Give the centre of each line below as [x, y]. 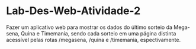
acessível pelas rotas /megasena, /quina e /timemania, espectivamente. [94, 40]
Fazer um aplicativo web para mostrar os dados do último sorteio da [89, 27]
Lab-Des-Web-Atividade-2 [73, 11]
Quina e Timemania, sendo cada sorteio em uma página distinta [98, 33]
